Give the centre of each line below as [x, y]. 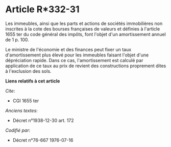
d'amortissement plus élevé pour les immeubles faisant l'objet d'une [77, 55]
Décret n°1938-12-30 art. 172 [43, 120]
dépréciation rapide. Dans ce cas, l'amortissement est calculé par [74, 60]
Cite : [10, 91]
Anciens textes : [22, 110]
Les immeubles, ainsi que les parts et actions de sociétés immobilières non [84, 23]
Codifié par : [18, 130]
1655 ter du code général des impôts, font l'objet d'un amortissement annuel [86, 34]
